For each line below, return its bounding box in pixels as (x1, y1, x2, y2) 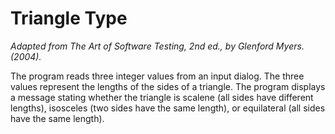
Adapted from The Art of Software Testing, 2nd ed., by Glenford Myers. (10, 40, 305, 52)
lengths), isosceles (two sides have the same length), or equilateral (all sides (10, 102, 326, 114)
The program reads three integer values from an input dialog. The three (10, 70, 305, 82)
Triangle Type (10, 7, 128, 30)
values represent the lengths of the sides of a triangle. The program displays (10, 80, 326, 92)
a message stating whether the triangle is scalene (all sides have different (10, 91, 314, 103)
